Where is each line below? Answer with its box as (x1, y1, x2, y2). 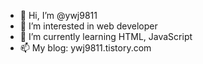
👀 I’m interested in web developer (19, 20, 158, 32)
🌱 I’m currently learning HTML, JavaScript (19, 31, 193, 42)
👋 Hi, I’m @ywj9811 (19, 10, 98, 21)
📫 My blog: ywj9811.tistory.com (19, 42, 152, 54)
